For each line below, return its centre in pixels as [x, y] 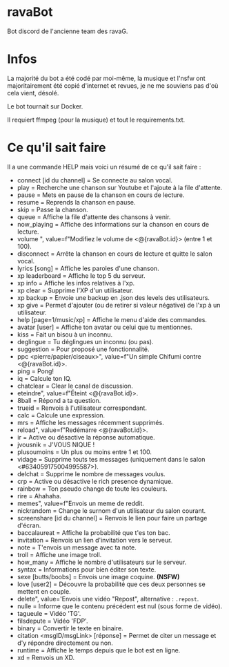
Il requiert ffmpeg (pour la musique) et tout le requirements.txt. [96, 120]
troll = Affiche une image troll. [59, 554]
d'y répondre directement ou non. [65, 643]
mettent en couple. [44, 591]
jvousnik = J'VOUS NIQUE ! [56, 444]
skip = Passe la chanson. [52, 209]
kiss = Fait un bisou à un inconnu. [65, 334]
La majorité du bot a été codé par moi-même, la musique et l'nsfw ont [106, 78]
